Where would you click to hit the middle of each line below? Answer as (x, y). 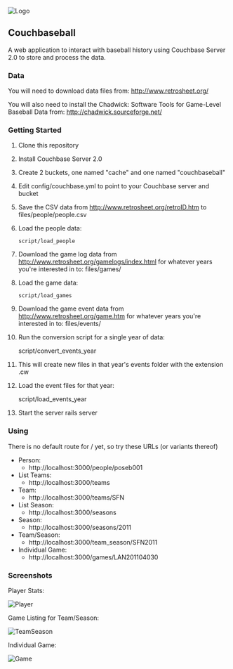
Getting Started (35, 130)
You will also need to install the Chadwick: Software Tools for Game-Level (115, 105)
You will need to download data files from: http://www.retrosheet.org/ (108, 91)
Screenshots (30, 575)
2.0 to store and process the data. (57, 57)
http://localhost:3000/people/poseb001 (86, 467)
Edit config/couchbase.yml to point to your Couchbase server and (114, 186)
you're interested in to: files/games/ (69, 269)
